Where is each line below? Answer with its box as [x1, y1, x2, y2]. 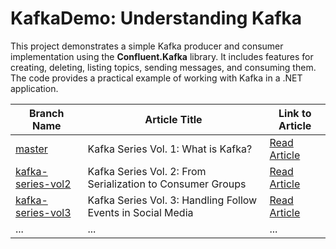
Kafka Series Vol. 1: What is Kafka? [87, 142, 253, 156]
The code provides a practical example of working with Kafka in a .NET [10, 72, 303, 84]
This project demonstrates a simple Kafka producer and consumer [10, 40, 284, 52]
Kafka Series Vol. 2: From [87, 164, 207, 178]
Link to [278, 106, 312, 120]
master [15, 142, 48, 156]
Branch [28, 106, 65, 120]
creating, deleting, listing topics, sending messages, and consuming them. [10, 61, 317, 73]
